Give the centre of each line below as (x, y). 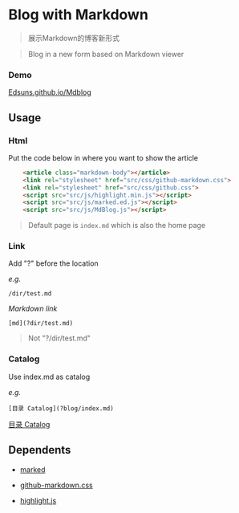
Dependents (40, 450)
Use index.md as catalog (49, 377)
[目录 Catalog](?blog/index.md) (61, 408)
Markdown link (33, 309)
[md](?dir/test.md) (41, 324)
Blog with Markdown (78, 15)
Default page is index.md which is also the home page (117, 226)
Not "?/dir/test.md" (59, 338)
